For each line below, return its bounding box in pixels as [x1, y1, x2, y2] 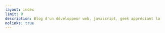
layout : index [5, 7, 35, 12]
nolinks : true [5, 20, 35, 26]
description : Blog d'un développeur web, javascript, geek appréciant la [5, 16, 161, 21]
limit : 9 [5, 12, 23, 16]
